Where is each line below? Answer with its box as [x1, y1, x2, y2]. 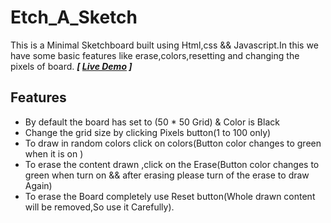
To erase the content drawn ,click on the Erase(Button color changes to [24, 158, 320, 170]
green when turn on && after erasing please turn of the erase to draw [24, 169, 310, 181]
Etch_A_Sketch [10, 6, 138, 29]
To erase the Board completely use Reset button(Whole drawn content [24, 190, 316, 202]
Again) [24, 179, 53, 191]
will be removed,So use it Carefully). [24, 201, 175, 213]
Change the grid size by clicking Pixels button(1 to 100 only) [24, 126, 272, 138]
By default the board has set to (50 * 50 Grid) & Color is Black [24, 116, 280, 128]
